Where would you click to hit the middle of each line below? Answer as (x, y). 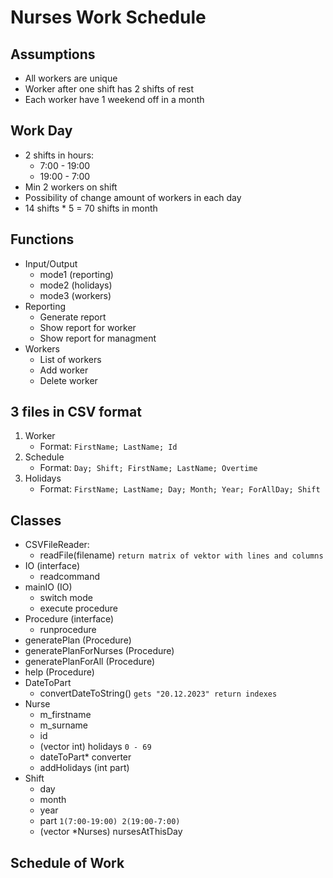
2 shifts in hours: (59, 155)
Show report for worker (88, 327)
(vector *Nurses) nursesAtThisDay (111, 832)
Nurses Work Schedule (108, 17)
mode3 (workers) (75, 295)
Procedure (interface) (69, 619)
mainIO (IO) (48, 587)
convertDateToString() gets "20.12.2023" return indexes (158, 693)
